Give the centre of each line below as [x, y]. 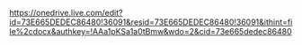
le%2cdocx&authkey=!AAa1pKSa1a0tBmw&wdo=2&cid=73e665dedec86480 [151, 31]
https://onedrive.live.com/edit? [66, 13]
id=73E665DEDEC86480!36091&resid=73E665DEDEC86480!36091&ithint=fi [151, 22]
